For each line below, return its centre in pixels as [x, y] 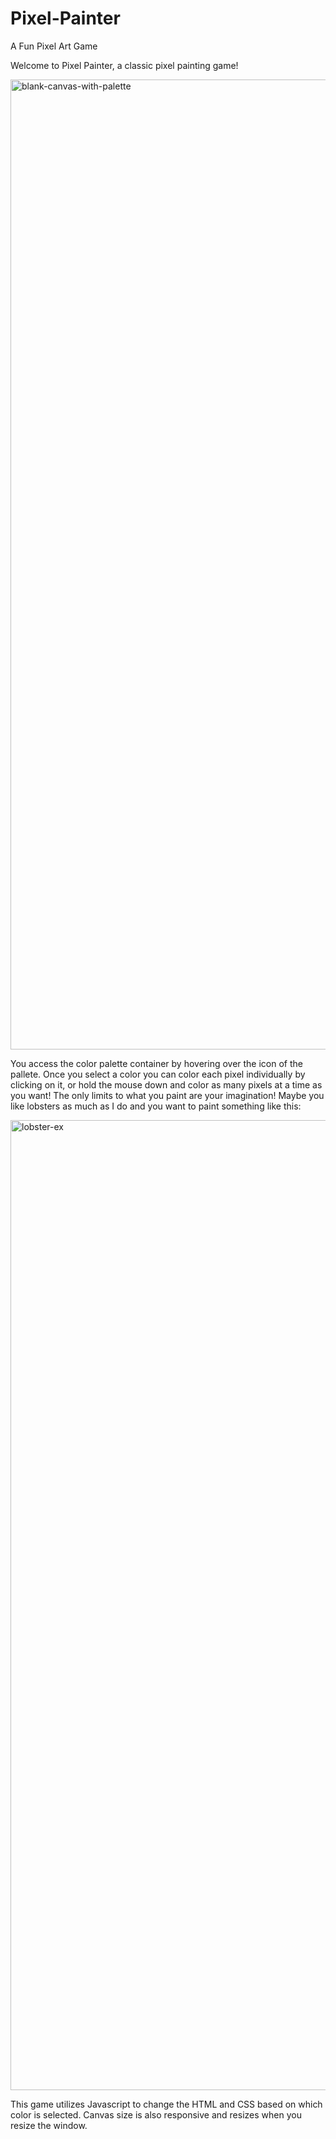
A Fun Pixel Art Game [54, 46]
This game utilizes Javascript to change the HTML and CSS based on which [166, 2104]
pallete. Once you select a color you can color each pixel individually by [158, 1074]
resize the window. [49, 2125]
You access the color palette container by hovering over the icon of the [156, 1063]
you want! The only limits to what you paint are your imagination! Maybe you [167, 1095]
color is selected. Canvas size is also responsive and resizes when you [156, 2114]
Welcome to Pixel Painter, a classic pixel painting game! [124, 65]
